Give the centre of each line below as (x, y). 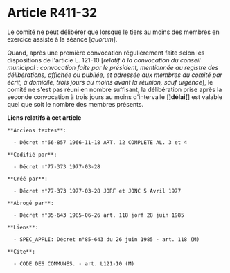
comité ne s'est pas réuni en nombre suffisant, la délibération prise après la (115, 89)
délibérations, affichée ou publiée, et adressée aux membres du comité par (115, 75)
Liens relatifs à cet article (44, 117)
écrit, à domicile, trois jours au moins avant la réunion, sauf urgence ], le (110, 82)
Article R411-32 (52, 13)
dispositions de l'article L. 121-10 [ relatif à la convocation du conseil (104, 60)
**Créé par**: (28, 179)
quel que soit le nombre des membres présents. (76, 104)
